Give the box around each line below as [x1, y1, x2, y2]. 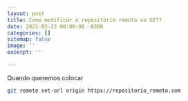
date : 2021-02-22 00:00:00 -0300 [7, 23, 104, 30]
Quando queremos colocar [7, 73, 84, 82]
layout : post [7, 10, 45, 17]
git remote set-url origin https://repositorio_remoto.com [7, 87, 181, 94]
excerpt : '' [7, 49, 41, 56]
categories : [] [7, 29, 51, 37]
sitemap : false [7, 36, 51, 43]
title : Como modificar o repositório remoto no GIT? [7, 17, 162, 24]
